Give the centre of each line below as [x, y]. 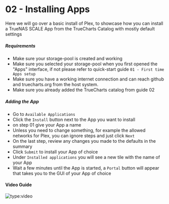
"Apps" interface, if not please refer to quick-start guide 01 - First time [88, 69]
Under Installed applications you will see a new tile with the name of [86, 157]
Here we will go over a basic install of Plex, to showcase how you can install [84, 23]
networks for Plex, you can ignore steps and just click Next [74, 136]
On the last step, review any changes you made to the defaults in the [84, 141]
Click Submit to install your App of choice [55, 152]
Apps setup [24, 74]
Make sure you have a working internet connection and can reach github [88, 79]
